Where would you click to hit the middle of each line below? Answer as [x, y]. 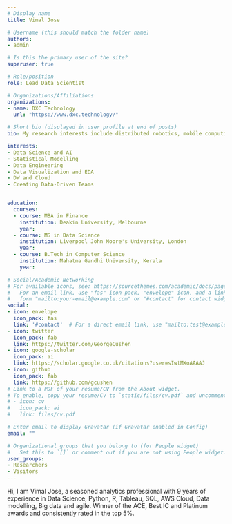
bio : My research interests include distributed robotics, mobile [105, 134]
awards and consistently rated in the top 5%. [71, 513]
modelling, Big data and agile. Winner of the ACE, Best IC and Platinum [108, 506]
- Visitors [23, 472]
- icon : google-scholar [41, 350]
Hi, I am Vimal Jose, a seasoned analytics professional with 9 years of [106, 491]
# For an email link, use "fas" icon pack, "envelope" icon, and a [109, 293]
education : [23, 203]
